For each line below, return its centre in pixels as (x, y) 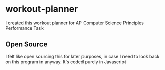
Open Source (26, 44)
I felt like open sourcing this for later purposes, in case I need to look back (82, 56)
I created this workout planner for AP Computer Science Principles (75, 23)
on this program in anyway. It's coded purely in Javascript (66, 62)
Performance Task (25, 28)
